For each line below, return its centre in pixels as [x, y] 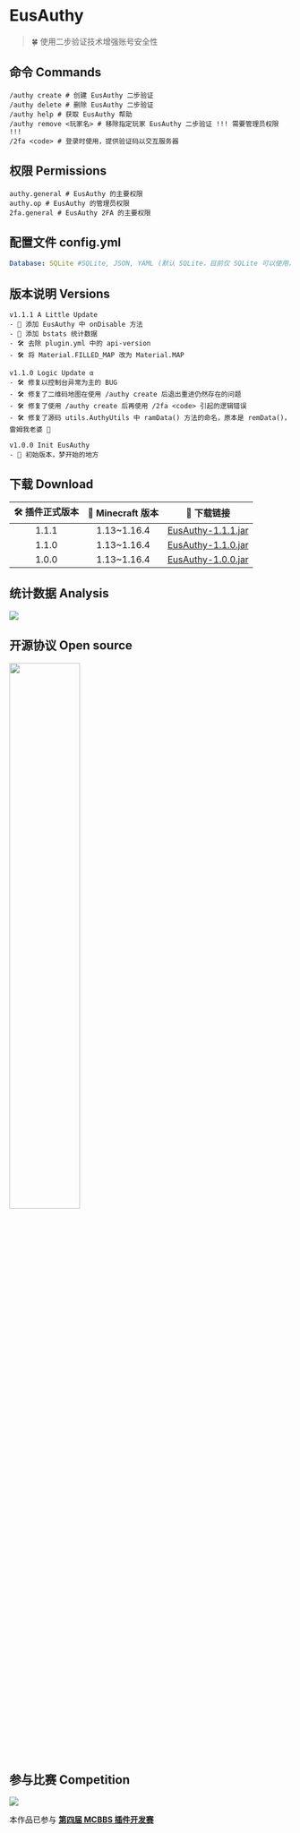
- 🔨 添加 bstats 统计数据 [54, 334]
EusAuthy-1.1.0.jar [208, 544]
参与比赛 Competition [70, 1780]
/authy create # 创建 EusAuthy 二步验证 [81, 95]
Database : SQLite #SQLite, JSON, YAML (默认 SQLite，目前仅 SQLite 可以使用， [152, 264]
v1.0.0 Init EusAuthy [50, 445]
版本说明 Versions [60, 293]
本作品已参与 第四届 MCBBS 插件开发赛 [81, 1820]
